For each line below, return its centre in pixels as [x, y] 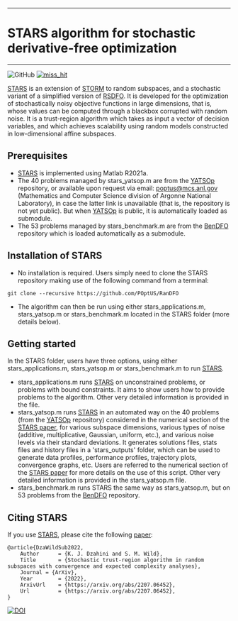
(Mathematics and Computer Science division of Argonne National [114, 195]
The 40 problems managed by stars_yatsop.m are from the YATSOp [116, 180]
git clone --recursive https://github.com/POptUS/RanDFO [93, 293]
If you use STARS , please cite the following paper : [80, 535]
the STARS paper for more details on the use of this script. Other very [119, 473]
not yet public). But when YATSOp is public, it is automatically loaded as [123, 211]
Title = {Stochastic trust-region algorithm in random [112, 560]
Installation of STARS [55, 256]
